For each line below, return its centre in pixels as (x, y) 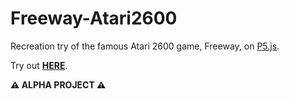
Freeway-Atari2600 (94, 18)
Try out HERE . (39, 65)
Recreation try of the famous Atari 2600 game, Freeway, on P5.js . (145, 46)
